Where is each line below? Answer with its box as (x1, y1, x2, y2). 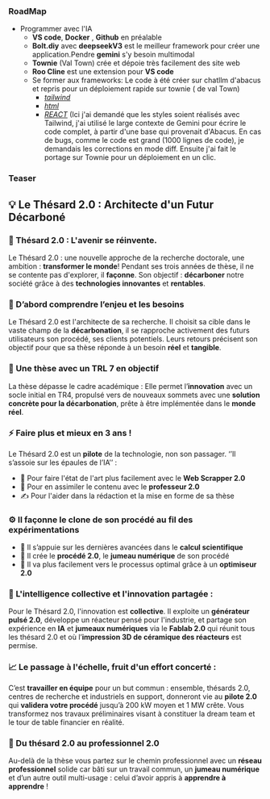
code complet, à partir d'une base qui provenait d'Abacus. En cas (44, 127, 262, 136)
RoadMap (8, 6, 47, 17)
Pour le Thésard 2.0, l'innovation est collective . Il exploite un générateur (8, 607, 250, 617)
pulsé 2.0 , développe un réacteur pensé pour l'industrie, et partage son (8, 615, 247, 625)
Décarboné (8, 210, 66, 224)
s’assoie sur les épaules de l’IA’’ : (8, 458, 118, 467)
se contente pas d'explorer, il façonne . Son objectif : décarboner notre (8, 270, 244, 279)
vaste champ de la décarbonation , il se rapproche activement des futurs (8, 325, 250, 336)
